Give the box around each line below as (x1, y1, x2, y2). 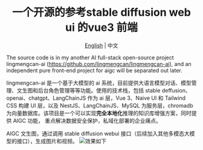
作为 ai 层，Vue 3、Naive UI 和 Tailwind (87, 94, 186, 102)
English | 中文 (84, 42, 119, 49)
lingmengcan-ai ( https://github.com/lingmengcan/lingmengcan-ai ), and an (6, 60, 192, 67)
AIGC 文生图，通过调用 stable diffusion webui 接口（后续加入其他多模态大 (6, 129, 190, 137)
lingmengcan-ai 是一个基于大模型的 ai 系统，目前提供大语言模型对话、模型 (6, 79, 192, 86)
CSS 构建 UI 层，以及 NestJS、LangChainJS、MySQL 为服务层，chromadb (6, 102, 193, 109)
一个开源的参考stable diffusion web (11, 5, 192, 19)
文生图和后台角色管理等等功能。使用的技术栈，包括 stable (16, 86, 161, 94)
